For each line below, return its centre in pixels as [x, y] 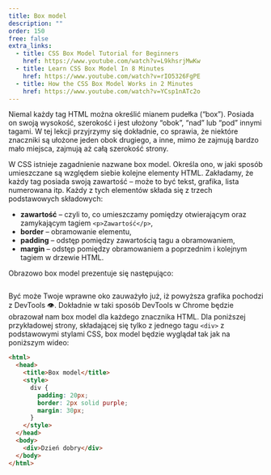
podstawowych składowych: [56, 199]
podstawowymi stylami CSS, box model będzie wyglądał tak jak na [119, 334]
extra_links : [30, 46]
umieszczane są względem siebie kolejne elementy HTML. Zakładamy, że [131, 173]
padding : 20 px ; [63, 395]
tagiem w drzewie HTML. [62, 258]
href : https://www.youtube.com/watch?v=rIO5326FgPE [112, 76]
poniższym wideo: [39, 343]
